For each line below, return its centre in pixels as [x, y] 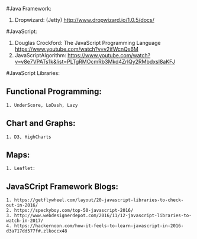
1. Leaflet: [21, 168]
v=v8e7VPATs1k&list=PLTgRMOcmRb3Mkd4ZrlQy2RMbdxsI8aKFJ [95, 62]
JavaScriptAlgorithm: [41, 55]
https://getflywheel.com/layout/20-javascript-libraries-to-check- [99, 200]
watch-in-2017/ [25, 221]
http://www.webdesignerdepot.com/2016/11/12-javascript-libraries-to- [103, 216]
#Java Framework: [29, 9]
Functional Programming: [54, 92]
